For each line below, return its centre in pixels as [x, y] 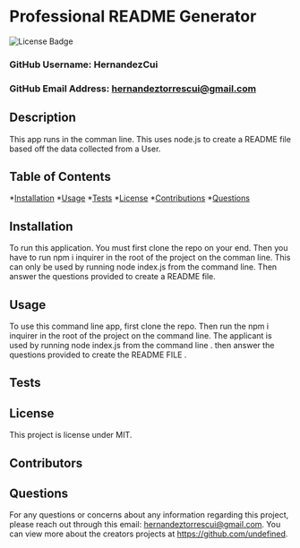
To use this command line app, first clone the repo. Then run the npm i [139, 326]
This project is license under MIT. [71, 435]
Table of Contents [60, 176]
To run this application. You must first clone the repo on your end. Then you [149, 248]
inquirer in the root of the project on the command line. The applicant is [141, 336]
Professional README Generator [133, 17]
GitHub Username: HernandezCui [84, 64]
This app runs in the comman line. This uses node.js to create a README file [150, 139]
